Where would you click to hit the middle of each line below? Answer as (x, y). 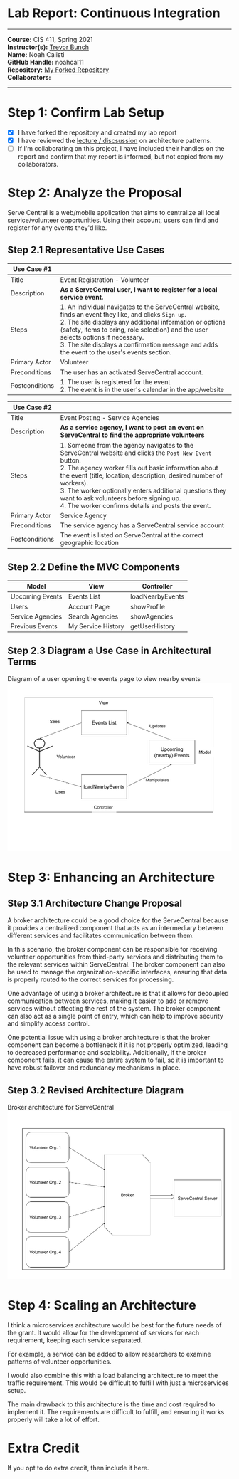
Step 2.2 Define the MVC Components (94, 567)
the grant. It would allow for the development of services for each (103, 1333)
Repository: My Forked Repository (58, 70)
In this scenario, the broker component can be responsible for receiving (112, 949)
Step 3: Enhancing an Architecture (111, 877)
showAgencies (152, 616)
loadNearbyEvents (158, 596)
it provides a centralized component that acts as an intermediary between (116, 928)
